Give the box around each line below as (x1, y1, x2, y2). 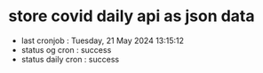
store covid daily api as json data (8, 6, 255, 26)
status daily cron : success (20, 54, 120, 64)
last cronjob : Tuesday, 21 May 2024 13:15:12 (20, 35, 184, 46)
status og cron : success (20, 44, 112, 55)
